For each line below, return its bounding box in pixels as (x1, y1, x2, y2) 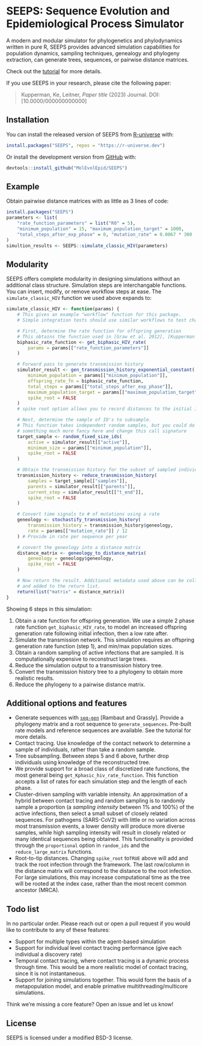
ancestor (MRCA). (14, 887, 60, 894)
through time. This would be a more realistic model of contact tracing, (14, 964, 188, 971)
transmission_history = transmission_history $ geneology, (28, 522, 173, 528)
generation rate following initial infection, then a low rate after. (14, 629, 168, 637)
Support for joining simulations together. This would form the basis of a (14, 976, 191, 983)
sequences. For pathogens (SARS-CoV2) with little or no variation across (14, 816, 196, 824)
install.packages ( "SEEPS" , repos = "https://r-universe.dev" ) (6, 142, 165, 148)
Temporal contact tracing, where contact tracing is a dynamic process (14, 957, 189, 964)
